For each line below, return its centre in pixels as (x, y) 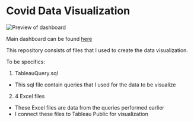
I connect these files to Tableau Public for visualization (81, 114)
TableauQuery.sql (36, 73)
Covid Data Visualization (68, 11)
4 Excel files (30, 96)
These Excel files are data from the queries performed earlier (90, 107)
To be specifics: (26, 62)
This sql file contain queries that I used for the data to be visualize (95, 85)
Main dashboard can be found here (49, 38)
